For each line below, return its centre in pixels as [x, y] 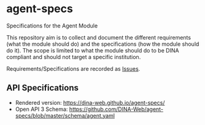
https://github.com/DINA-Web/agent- [116, 109]
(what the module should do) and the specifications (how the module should [103, 44]
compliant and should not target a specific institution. [74, 57]
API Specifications [42, 88]
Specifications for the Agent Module [52, 26]
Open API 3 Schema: [41, 109]
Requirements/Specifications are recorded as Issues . [73, 68]
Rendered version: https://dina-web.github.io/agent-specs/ [90, 102]
